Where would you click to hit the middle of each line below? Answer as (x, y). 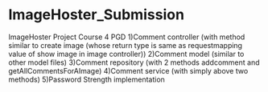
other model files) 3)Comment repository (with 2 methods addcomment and (134, 62)
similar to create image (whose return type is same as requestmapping (126, 45)
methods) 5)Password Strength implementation (87, 79)
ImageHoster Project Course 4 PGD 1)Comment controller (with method (127, 37)
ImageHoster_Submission (97, 15)
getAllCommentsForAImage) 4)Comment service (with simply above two (128, 70)
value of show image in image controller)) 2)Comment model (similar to (126, 54)
